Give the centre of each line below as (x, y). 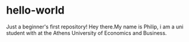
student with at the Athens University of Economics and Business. (87, 33)
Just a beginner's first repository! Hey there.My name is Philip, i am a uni (95, 27)
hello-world (36, 10)
